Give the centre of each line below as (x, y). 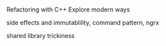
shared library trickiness (40, 36)
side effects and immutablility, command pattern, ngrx (83, 23)
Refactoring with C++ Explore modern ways (68, 9)
